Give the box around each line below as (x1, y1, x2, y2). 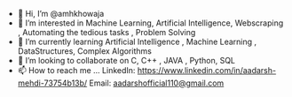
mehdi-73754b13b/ (17, 78, 88, 88)
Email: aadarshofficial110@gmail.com (89, 78, 225, 88)
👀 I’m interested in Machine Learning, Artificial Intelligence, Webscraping (17, 18, 284, 28)
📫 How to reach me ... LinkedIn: (17, 65, 136, 75)
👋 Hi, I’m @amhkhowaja (17, 9, 105, 19)
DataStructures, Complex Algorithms (17, 46, 153, 56)
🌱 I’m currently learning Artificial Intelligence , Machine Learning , (17, 36, 257, 47)
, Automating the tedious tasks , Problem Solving (17, 27, 196, 37)
